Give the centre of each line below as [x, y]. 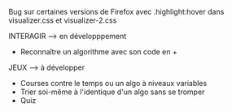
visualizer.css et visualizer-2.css [63, 20]
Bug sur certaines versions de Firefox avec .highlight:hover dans [116, 12]
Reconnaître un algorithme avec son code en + [98, 52]
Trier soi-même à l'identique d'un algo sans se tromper [112, 92]
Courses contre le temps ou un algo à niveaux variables [114, 83]
